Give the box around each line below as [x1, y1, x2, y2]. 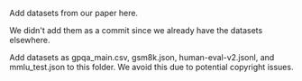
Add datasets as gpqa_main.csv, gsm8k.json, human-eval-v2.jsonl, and [9, 52, 275, 62]
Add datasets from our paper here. [9, 8, 138, 18]
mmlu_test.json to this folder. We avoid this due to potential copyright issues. [9, 62, 294, 72]
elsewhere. [9, 35, 50, 45]
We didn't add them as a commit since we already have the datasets [9, 25, 263, 35]
